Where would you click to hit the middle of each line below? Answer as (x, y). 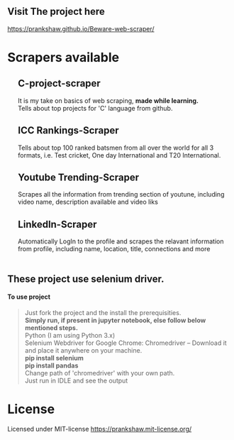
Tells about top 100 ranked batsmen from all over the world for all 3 (116, 148)
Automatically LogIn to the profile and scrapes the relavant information (121, 241)
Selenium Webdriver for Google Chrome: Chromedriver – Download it (126, 343)
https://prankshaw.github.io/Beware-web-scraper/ (81, 28)
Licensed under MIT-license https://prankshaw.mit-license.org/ (100, 429)
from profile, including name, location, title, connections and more (114, 249)
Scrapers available (63, 57)
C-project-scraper (59, 83)
